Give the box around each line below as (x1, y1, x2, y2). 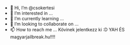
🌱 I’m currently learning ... (10, 16, 64, 21)
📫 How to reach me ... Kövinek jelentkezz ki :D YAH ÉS (10, 27, 125, 32)
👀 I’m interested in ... (10, 10, 53, 16)
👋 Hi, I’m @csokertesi (10, 5, 55, 11)
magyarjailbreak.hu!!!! (10, 34, 56, 40)
